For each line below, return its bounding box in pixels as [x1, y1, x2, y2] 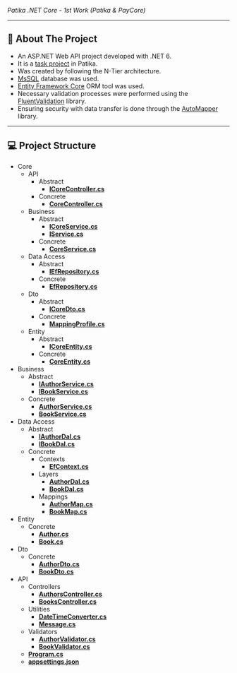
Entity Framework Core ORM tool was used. [17, 81, 145, 90]
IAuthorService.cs [38, 379, 94, 388]
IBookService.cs [38, 387, 88, 395]
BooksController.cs [38, 597, 97, 606]
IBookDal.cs [38, 439, 75, 448]
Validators [28, 627, 58, 636]
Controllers [28, 582, 61, 590]
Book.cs [38, 537, 63, 546]
